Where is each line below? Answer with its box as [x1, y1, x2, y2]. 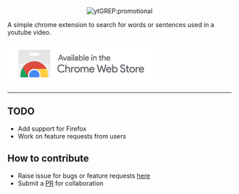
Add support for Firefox [17, 124, 87, 133]
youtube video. [7, 28, 52, 36]
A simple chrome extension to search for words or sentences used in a [7, 21, 215, 28]
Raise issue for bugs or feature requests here [17, 171, 151, 180]
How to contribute [7, 153, 90, 165]
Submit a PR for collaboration [17, 178, 104, 188]
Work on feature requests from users [17, 131, 127, 140]
